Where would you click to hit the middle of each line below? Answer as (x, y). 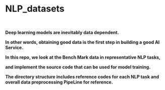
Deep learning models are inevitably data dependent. (62, 32)
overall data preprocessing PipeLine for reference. (59, 82)
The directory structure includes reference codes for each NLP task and (82, 76)
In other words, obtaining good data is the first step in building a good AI (82, 42)
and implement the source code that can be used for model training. (78, 67)
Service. (14, 47)
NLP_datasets (35, 9)
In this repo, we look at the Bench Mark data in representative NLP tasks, (83, 57)
